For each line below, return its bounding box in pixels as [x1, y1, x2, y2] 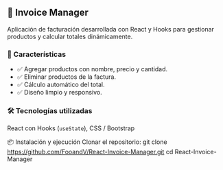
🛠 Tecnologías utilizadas [7, 106, 93, 116]
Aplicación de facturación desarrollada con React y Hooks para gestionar [7, 25, 215, 33]
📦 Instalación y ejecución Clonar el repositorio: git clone [7, 138, 167, 146]
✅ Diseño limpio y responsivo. [16, 88, 103, 97]
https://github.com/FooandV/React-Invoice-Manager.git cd [7, 148, 174, 156]
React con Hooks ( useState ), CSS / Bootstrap [7, 124, 135, 132]
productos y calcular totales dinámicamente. [7, 32, 133, 40]
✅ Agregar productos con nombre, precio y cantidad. [16, 65, 168, 73]
